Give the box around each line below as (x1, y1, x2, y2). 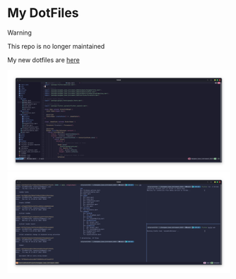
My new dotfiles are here (7, 55, 80, 64)
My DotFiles (7, 5, 79, 21)
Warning (7, 28, 32, 37)
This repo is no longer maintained (7, 42, 105, 50)
